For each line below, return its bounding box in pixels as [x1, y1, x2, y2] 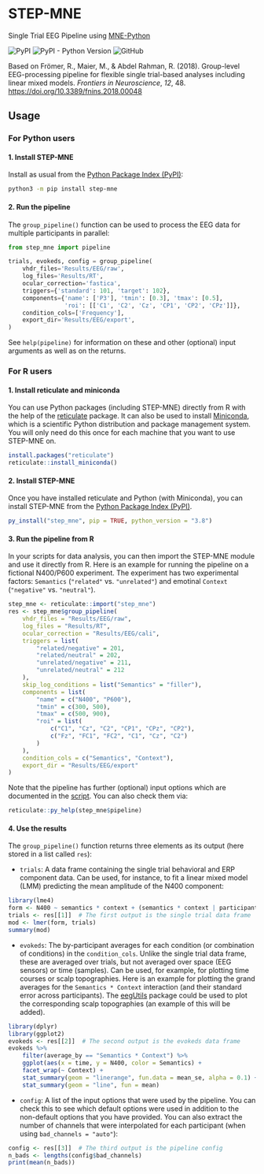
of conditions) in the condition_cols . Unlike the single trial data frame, [19, 949, 247, 958]
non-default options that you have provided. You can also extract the [19, 1112, 243, 1121]
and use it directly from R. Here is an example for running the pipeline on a [8, 560, 249, 570]
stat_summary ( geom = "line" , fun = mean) [22, 1081, 159, 1089]
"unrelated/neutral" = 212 [36, 667, 125, 674]
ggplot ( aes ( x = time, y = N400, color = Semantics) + [22, 1059, 202, 1068]
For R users [8, 366, 53, 377]
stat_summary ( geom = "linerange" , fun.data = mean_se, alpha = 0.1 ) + [22, 1073, 258, 1082]
